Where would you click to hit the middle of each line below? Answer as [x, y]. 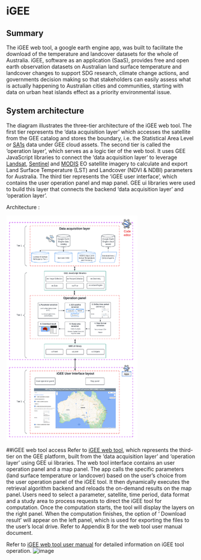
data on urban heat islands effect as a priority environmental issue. [89, 92]
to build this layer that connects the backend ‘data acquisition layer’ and [95, 189]
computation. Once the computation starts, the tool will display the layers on [100, 507]
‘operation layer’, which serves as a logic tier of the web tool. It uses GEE [96, 150]
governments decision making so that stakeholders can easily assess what [99, 79]
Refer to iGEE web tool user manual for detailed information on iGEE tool [95, 544]
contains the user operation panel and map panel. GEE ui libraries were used [101, 183]
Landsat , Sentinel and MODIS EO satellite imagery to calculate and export [97, 164]
